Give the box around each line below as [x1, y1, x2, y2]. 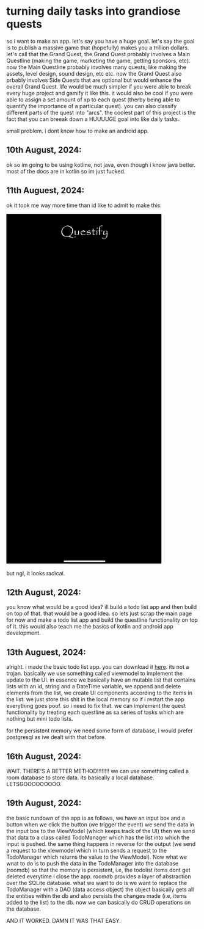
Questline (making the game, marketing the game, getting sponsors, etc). [6, 57, 191, 64]
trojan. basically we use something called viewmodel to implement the [6, 670, 183, 677]
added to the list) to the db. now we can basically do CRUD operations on [6, 898, 191, 906]
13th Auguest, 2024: [6, 647, 87, 657]
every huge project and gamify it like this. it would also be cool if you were [6, 89, 194, 97]
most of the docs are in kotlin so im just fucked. [6, 167, 126, 175]
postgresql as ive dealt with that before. [6, 734, 107, 741]
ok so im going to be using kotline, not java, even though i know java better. [6, 161, 196, 169]
